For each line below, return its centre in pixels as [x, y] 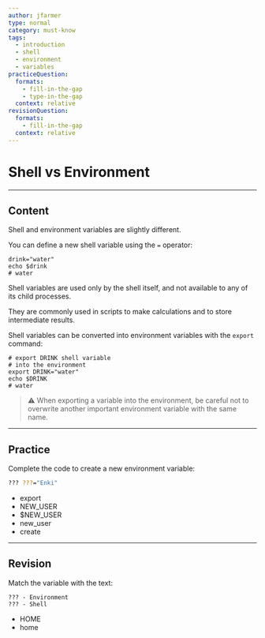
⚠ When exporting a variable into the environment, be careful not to [138, 400]
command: [26, 343]
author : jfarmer [35, 15]
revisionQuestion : [38, 111]
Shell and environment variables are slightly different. [95, 230]
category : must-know [42, 30]
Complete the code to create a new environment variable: [102, 469]
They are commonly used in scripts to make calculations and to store [120, 312]
